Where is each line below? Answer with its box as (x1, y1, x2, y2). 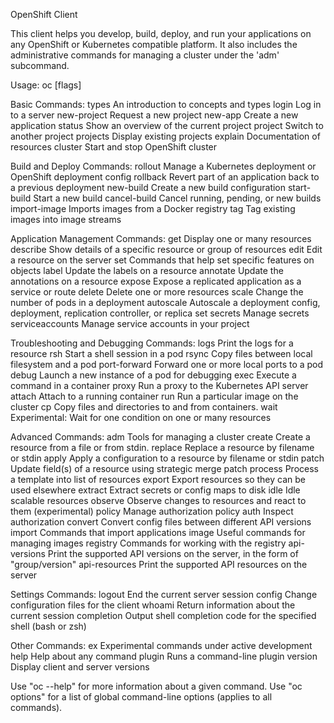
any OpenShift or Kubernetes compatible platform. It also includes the (10, 39, 298, 50)
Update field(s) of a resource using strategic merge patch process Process (10, 463, 319, 474)
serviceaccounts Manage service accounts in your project (10, 318, 250, 329)
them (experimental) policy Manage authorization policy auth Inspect (10, 505, 294, 517)
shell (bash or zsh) (10, 620, 87, 632)
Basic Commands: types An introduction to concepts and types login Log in (10, 99, 322, 110)
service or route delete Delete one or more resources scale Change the (10, 286, 304, 298)
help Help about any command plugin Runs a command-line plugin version (10, 650, 318, 662)
